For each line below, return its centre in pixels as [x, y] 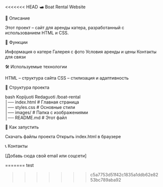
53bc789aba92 [106, 180]
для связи [15, 57]
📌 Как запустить [22, 127]
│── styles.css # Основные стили [40, 107]
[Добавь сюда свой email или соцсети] [46, 156]
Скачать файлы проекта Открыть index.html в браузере [63, 136]
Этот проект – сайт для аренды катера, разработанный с [65, 28]
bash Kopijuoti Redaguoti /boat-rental [43, 97]
